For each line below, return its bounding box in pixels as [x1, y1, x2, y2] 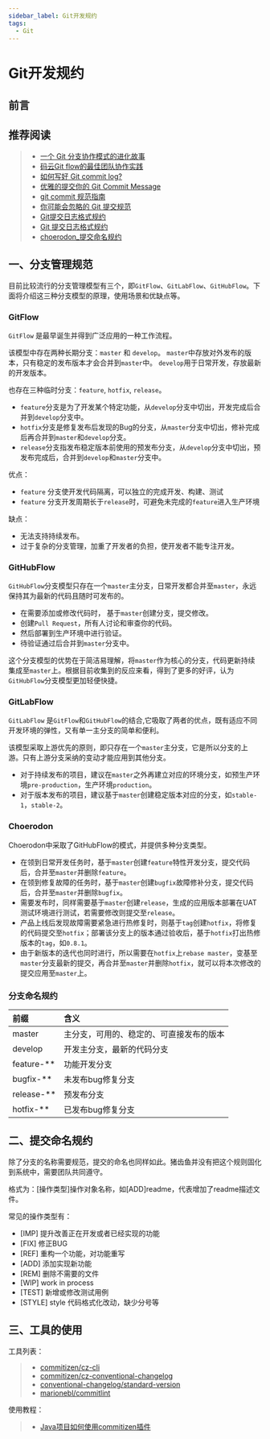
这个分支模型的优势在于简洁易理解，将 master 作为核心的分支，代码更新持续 [8, 656, 256, 666]
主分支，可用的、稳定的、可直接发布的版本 [63, 1029, 225, 1040]
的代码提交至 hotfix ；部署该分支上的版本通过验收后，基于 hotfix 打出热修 [19, 927, 261, 937]
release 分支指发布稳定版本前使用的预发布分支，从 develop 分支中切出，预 [19, 442, 261, 452]
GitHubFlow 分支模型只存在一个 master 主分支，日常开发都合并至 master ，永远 [8, 581, 257, 591]
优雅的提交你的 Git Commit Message [39, 181, 162, 191]
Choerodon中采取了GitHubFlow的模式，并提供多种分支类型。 [8, 840, 211, 850]
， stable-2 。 [23, 800, 67, 810]
